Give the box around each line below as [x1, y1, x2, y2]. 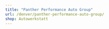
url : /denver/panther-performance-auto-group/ [5, 12, 104, 17]
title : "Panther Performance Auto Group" [5, 7, 93, 12]
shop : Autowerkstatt [5, 16, 49, 21]
